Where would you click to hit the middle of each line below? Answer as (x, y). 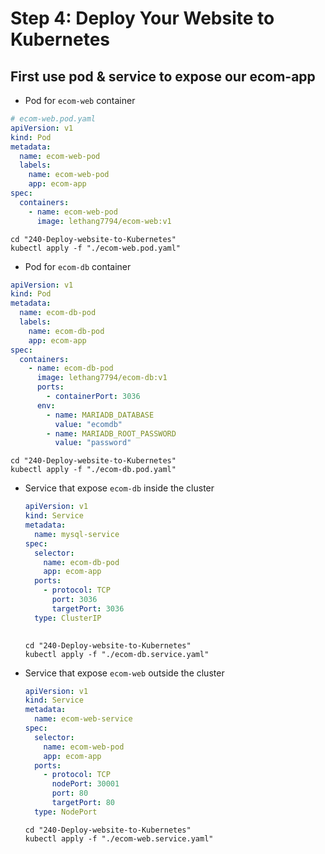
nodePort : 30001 (85, 784)
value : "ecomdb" (88, 424)
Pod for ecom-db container (78, 266)
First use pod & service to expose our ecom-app (163, 76)
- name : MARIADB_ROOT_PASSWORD (111, 433)
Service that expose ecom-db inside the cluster (119, 488)
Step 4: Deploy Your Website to (142, 18)
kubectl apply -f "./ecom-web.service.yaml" (119, 838)
